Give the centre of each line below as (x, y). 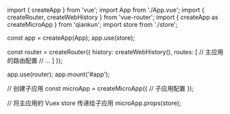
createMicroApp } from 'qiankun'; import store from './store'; (92, 24)
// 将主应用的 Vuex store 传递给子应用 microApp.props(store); (94, 103)
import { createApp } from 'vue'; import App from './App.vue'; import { (106, 10)
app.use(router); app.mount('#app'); (59, 74)
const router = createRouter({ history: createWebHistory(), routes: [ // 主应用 (115, 52)
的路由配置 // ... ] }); (35, 60)
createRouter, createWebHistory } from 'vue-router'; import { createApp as (113, 17)
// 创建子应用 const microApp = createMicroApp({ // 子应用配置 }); (101, 88)
